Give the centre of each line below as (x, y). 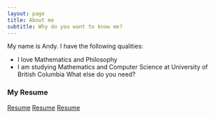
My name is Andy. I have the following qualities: (75, 47)
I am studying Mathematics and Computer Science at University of (113, 67)
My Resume (28, 92)
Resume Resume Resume (44, 108)
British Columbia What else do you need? (76, 74)
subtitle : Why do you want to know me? (65, 26)
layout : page (26, 14)
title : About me (31, 20)
